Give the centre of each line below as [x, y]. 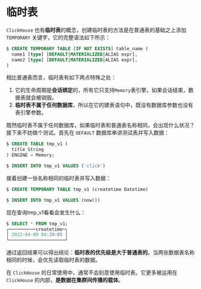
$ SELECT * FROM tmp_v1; [37, 224]
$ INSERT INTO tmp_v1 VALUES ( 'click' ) [56, 166]
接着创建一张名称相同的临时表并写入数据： [59, 178]
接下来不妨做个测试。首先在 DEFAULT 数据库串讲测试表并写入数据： [88, 133]
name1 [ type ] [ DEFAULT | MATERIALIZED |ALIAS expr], [74, 54]
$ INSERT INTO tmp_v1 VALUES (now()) [53, 200]
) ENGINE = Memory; [31, 155]
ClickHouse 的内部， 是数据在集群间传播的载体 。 [65, 280]
